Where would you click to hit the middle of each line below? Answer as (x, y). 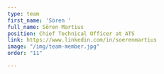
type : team (23, 14)
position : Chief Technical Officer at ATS (71, 33)
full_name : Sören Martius (45, 27)
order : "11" (25, 54)
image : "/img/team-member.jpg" (54, 47)
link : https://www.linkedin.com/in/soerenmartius (82, 40)
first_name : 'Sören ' (39, 20)
